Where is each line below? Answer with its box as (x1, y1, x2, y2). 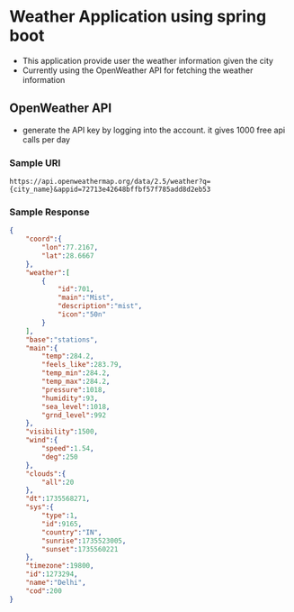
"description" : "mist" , (57, 302, 143, 311)
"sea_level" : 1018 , (41, 402, 111, 411)
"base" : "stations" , (25, 335, 99, 344)
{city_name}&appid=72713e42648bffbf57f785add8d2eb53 (9, 185, 211, 195)
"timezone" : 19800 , (25, 562, 94, 571)
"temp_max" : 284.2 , (41, 377, 111, 387)
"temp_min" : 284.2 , (41, 369, 111, 378)
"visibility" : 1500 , (25, 427, 99, 436)
